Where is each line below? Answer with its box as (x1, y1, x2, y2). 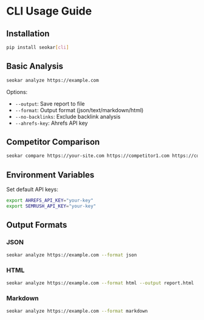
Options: (6, 88, 28, 95)
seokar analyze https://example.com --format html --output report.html (6, 280, 194, 286)
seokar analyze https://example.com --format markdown (6, 308, 148, 314)
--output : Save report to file (15, 100, 85, 107)
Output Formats (6, 220, 67, 230)
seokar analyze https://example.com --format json (6, 252, 137, 258)
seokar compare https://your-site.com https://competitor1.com (6, 153, 170, 159)
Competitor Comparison (6, 136, 100, 147)
